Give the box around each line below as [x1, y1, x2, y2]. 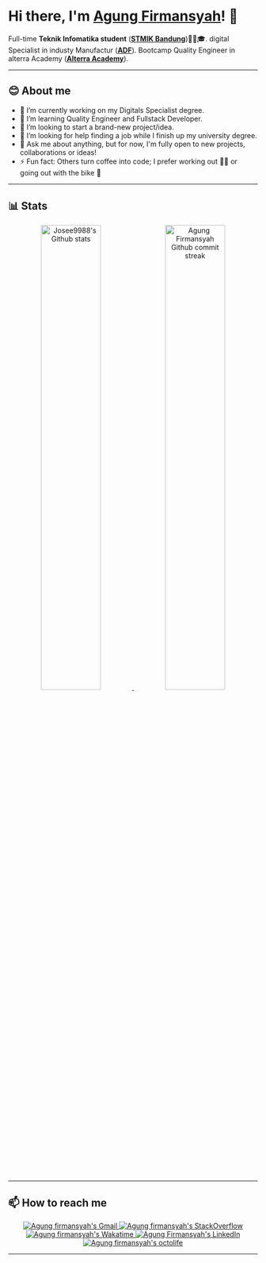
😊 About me [8, 84, 71, 98]
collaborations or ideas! [19, 147, 97, 157]
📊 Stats [8, 199, 48, 213]
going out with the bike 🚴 [19, 168, 101, 177]
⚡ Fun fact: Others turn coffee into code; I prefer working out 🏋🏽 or [19, 156, 237, 166]
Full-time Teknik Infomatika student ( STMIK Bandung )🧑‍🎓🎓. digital [8, 33, 230, 43]
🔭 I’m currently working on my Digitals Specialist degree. [19, 105, 204, 114]
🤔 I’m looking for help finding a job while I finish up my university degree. [19, 130, 257, 140]
